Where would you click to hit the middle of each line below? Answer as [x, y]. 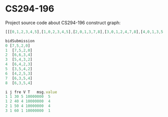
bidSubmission [20, 41]
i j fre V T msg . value [31, 92]
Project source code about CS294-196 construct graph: [63, 23]
